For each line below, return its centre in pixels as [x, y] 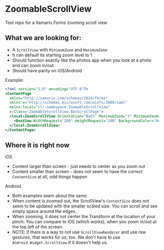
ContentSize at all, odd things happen [50, 177]
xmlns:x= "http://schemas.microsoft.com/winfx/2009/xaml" [69, 103]
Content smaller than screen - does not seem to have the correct [77, 172]
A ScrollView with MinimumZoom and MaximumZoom [60, 49]
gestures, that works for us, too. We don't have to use [66, 237]
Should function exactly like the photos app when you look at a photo [82, 60]
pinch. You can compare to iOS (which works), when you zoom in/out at [84, 222]
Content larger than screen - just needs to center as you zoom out [79, 166]
